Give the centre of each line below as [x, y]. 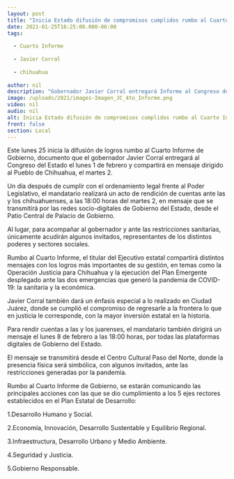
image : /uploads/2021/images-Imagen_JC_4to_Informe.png [90, 98]
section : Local [29, 131]
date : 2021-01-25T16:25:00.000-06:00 [62, 27]
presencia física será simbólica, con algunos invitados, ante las [98, 365]
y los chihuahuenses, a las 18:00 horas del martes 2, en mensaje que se [110, 201]
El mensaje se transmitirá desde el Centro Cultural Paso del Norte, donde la [115, 358]
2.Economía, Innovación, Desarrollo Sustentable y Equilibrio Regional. [107, 428]
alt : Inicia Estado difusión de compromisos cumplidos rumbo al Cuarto [113, 117]
